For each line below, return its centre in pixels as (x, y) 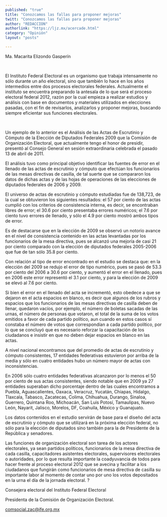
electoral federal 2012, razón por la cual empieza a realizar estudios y (77, 97)
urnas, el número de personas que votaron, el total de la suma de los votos (82, 314)
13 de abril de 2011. (25, 154)
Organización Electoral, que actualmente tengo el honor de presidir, (75, 143)
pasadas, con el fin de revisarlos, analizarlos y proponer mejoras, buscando (83, 108)
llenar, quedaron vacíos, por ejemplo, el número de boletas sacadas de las (82, 308)
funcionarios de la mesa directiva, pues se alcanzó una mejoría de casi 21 (81, 241)
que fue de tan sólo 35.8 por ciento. (42, 252)
